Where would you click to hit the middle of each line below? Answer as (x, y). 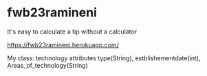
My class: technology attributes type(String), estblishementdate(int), (104, 58)
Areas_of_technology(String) (47, 65)
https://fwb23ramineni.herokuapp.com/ (63, 45)
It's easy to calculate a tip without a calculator (72, 31)
